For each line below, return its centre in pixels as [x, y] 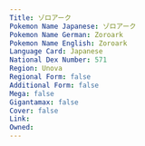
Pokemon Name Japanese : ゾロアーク [73, 26]
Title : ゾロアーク [40, 18]
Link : [19, 119]
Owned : [22, 128]
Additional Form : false [54, 85]
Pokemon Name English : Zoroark [68, 43]
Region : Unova [36, 69]
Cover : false [34, 111]
